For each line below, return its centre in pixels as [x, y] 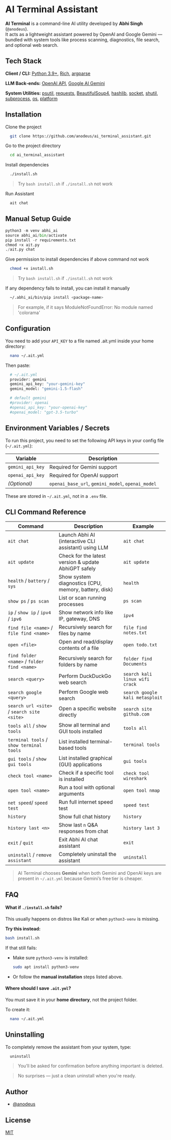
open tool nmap [141, 791]
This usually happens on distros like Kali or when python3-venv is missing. [82, 919]
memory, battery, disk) [86, 590]
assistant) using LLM [83, 548]
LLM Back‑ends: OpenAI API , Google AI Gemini [55, 83]
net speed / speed [28, 803]
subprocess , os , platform [31, 98]
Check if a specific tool [86, 773]
